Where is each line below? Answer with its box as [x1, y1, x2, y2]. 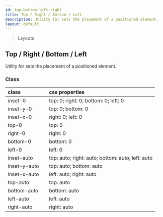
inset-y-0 [8, 105, 32, 112]
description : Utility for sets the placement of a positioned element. [5, 17, 158, 22]
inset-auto [8, 155, 33, 162]
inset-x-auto [8, 171, 39, 178]
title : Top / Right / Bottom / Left [5, 12, 82, 17]
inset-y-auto [8, 163, 39, 170]
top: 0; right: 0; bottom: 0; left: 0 [49, 97, 124, 104]
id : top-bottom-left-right [5, 7, 62, 13]
